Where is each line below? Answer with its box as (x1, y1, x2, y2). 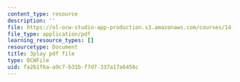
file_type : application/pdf (7, 30, 91, 38)
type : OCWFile (7, 57, 50, 64)
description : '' (7, 17, 56, 24)
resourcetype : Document (7, 43, 79, 51)
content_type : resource (7, 10, 79, 18)
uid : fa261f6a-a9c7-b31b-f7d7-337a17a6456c (7, 63, 139, 71)
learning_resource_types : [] (7, 37, 94, 44)
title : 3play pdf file (7, 51, 75, 58)
